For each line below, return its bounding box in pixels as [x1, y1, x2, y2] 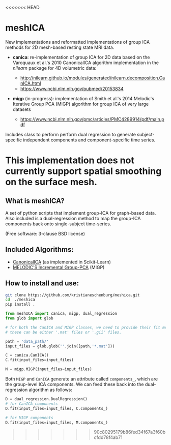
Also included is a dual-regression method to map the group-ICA [5, 215, 141, 221]
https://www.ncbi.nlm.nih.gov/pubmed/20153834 [20, 85, 124, 92]
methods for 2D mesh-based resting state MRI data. [5, 44, 115, 50]
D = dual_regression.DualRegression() [5, 397, 88, 402]
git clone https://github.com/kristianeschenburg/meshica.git [5, 292, 140, 298]
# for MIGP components [5, 415, 53, 420]
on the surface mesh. [5, 176, 98, 188]
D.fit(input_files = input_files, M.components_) [5, 420, 108, 425]
